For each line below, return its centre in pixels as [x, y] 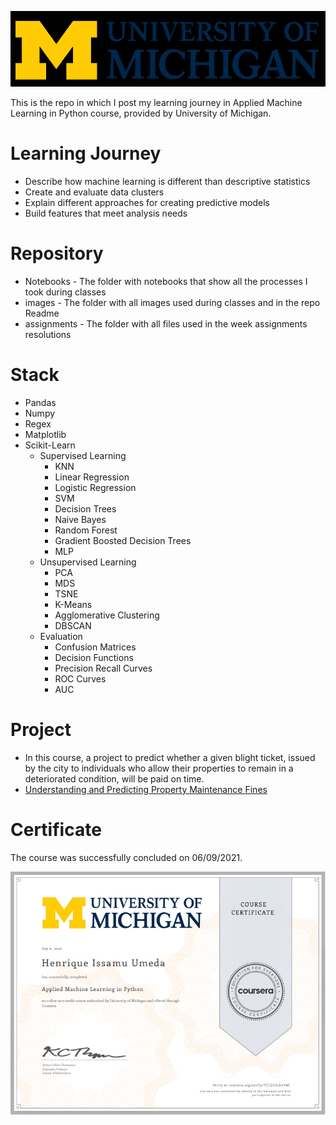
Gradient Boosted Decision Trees [123, 540]
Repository [57, 253]
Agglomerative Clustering [107, 615]
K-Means [73, 604]
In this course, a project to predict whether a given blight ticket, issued [170, 757]
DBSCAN [73, 625]
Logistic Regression [95, 487]
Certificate [56, 829]
